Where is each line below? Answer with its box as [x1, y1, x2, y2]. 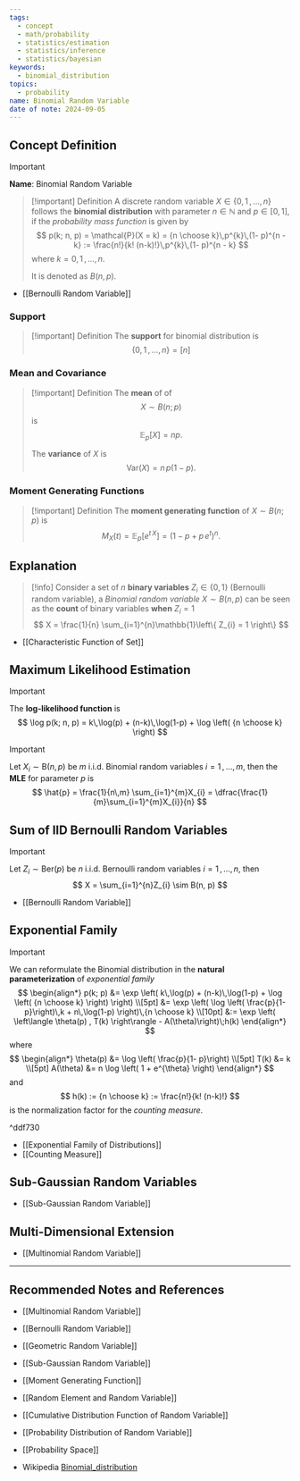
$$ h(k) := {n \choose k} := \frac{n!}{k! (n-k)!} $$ [60, 1090, 240, 1101]
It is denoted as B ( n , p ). [30, 271, 117, 282]
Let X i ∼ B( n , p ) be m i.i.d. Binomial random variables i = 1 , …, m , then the [9, 762, 279, 774]
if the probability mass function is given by [30, 216, 189, 227]
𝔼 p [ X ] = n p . [139, 429, 183, 442]
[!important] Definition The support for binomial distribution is [30, 331, 259, 341]
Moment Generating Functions [9, 484, 145, 497]
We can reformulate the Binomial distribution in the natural [9, 963, 225, 974]
